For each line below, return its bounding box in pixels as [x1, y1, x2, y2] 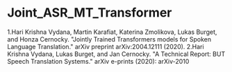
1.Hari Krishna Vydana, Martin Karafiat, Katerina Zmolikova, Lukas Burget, [7, 28, 217, 36]
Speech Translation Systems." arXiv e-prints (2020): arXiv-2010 [7, 57, 190, 65]
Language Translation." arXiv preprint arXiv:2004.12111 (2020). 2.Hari [7, 42, 204, 51]
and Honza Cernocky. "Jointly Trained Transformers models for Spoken [7, 35, 212, 43]
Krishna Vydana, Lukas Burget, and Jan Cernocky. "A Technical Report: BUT [7, 50, 226, 58]
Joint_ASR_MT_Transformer [7, 5, 172, 21]
